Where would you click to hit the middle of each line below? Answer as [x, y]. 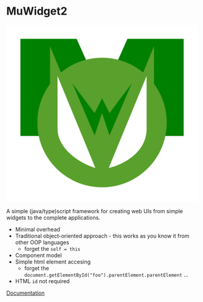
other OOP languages [42, 242]
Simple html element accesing [53, 262]
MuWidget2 [37, 11]
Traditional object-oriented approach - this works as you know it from [102, 236]
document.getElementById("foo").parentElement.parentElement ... [106, 275]
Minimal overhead [38, 230]
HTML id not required [42, 281]
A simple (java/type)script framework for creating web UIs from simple [95, 211]
